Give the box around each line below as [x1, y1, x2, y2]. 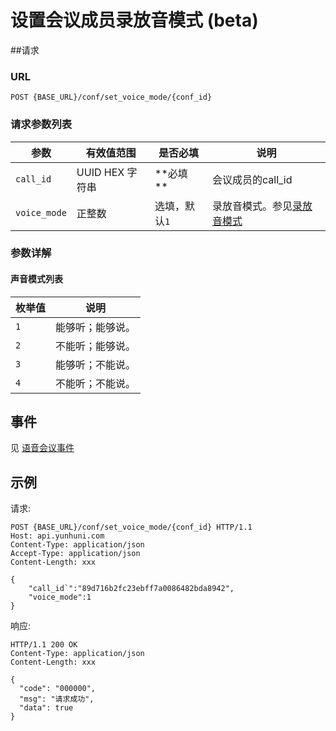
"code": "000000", [19, 684, 97, 694]
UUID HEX [76, 165, 125, 179]
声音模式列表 [10, 273, 63, 285]
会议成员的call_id [212, 172, 293, 186]
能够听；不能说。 [55, 357, 137, 371]
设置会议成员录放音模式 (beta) [10, 9, 259, 32]
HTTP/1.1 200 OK [10, 640, 78, 650]
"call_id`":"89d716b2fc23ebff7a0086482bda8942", [28, 584, 235, 594]
